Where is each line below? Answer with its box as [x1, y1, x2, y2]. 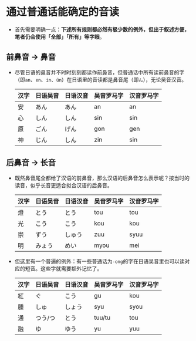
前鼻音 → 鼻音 [6, 52, 56, 62]
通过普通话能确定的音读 [6, 5, 120, 19]
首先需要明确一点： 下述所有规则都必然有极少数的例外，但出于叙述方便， [14, 26, 190, 33]
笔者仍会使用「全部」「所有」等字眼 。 [14, 33, 105, 40]
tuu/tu [93, 313, 110, 322]
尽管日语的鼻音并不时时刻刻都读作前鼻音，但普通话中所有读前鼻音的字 [14, 69, 185, 76]
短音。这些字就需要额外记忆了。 [25, 265, 103, 272]
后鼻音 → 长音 [6, 158, 56, 168]
